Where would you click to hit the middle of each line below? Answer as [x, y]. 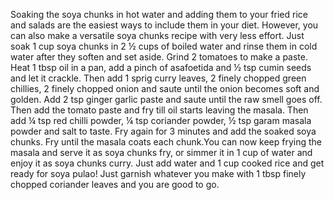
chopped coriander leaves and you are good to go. [115, 184]
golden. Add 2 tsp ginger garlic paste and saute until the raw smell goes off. [166, 99]
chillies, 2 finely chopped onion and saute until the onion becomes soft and [165, 88]
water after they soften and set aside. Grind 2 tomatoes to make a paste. [159, 57]
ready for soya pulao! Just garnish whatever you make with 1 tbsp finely [158, 173]
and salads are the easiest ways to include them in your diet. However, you [164, 25]
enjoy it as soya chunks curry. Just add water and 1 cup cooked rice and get [167, 163]
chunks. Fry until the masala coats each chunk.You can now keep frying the [166, 142]
